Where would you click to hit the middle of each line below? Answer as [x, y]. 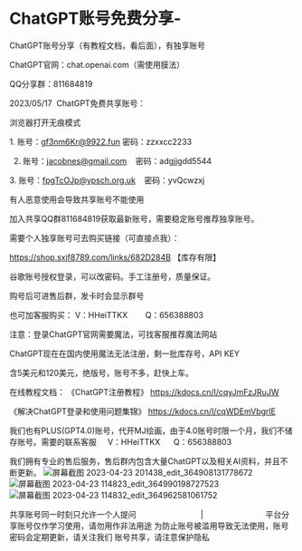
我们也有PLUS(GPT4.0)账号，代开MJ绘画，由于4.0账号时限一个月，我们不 [147, 430]
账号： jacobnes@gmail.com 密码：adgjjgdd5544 [117, 160]
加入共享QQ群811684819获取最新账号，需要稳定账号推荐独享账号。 [134, 218]
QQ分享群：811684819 [51, 83]
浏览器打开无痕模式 [45, 122]
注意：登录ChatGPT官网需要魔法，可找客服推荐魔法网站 [113, 334]
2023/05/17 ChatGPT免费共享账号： [78, 103]
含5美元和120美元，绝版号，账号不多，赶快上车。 [102, 372]
